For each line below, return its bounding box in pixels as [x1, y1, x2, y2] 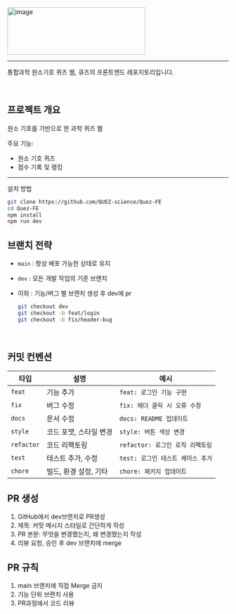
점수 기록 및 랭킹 [17, 162, 63, 171]
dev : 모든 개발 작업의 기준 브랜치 [17, 274, 107, 283]
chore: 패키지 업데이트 [119, 467, 188, 475]
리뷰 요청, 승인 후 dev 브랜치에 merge [17, 539, 122, 547]
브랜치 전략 [7, 239, 53, 251]
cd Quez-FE [7, 205, 39, 212]
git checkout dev [17, 303, 69, 310]
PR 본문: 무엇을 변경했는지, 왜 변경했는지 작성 [17, 530, 142, 539]
